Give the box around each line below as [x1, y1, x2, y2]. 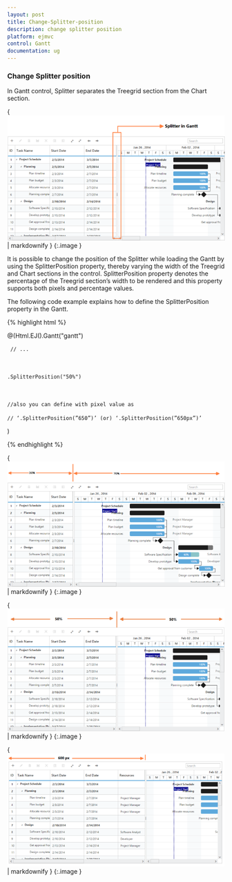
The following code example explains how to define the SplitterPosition [7, 298, 209, 306]
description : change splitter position [7, 26, 122, 32]
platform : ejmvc [7, 33, 54, 40]
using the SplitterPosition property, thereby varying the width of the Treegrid [7, 262, 225, 271]
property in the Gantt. [7, 305, 69, 314]
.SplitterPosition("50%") [7, 374, 81, 381]
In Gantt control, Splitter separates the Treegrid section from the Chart [7, 87, 207, 95]
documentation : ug [7, 48, 60, 55]
